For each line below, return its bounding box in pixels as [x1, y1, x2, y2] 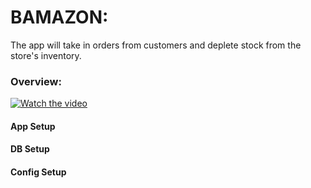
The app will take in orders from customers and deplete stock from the [10, 39, 302, 51]
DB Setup [10, 143, 50, 155]
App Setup [10, 120, 56, 132]
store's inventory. [10, 49, 82, 61]
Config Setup [10, 166, 67, 178]
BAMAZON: [10, 6, 109, 29]
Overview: [10, 74, 62, 88]
